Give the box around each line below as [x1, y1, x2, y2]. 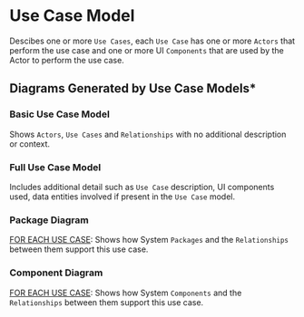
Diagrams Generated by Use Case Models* [9, 81, 257, 96]
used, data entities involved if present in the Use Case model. [9, 191, 236, 202]
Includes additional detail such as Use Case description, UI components [9, 181, 275, 192]
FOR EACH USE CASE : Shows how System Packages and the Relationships [9, 235, 289, 245]
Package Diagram [9, 214, 89, 226]
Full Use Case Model [9, 160, 102, 173]
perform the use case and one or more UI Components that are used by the [9, 44, 284, 55]
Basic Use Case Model [9, 108, 111, 120]
